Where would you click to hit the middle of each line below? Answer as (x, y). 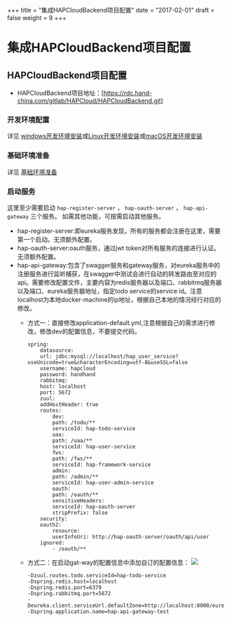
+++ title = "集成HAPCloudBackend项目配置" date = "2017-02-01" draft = (111, 10)
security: (54, 519)
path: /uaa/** (72, 441)
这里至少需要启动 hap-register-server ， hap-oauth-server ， (95, 208)
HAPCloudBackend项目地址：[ (60, 93)
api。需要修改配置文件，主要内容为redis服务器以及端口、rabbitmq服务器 (119, 282)
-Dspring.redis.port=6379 (64, 587)
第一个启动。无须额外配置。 (56, 239)
